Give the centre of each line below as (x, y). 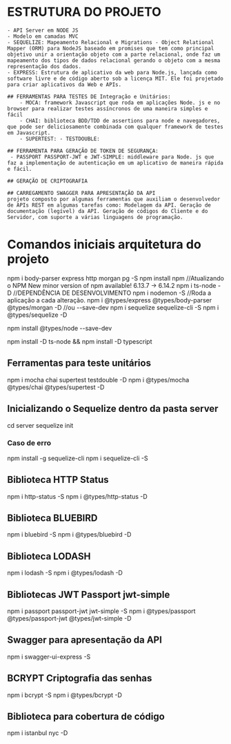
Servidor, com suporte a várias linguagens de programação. (96, 217)
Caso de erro (29, 443)
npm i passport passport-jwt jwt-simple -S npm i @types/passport (101, 611)
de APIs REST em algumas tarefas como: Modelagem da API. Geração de (109, 205)
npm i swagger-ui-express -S (49, 657)
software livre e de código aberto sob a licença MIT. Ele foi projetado (115, 79)
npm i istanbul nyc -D (38, 733)
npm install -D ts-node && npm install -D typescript (80, 341)
